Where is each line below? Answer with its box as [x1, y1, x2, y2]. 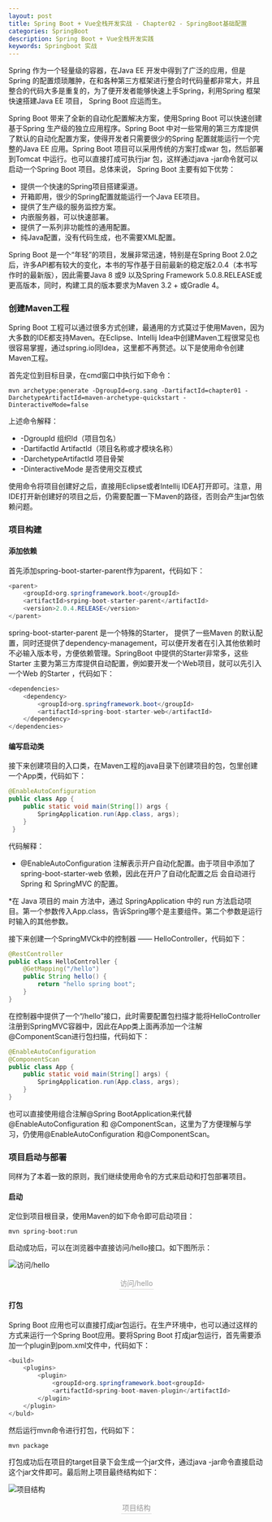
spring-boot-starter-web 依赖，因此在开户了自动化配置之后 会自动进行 [19, 868, 256, 878]
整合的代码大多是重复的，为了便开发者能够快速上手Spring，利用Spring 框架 [8, 86, 261, 96]
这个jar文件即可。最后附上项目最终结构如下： [8, 1467, 160, 1476]
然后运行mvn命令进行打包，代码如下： [8, 1425, 137, 1435]
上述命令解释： [8, 416, 58, 426]
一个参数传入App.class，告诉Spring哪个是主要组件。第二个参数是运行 [29, 906, 263, 916]
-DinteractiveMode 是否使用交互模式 [19, 464, 143, 474]
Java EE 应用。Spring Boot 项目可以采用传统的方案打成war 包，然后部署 [22, 144, 264, 154]
